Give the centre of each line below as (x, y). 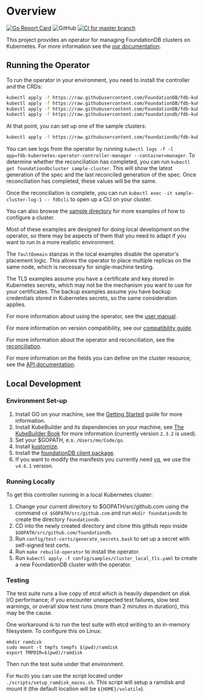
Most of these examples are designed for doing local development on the (98, 230)
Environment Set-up (37, 401)
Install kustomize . (37, 446)
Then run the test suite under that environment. (65, 664)
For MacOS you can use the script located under (65, 676)
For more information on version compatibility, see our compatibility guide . (100, 328)
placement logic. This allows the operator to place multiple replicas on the (99, 261)
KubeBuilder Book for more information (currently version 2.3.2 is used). (106, 433)
